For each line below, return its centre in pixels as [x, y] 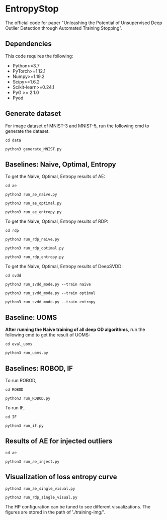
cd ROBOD [14, 390]
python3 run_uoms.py [27, 353]
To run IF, [15, 408]
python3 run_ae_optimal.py [33, 203]
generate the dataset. [27, 131]
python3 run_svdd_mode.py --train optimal [50, 293]
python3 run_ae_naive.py [31, 195]
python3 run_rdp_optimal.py [35, 248]
